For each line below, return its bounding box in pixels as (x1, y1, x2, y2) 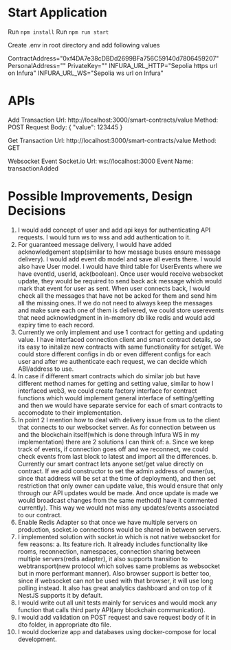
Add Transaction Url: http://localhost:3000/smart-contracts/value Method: (8, 116, 219, 124)
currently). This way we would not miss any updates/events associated (17, 503, 219, 512)
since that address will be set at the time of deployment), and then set (17, 474, 216, 482)
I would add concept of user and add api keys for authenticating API (17, 226, 211, 234)
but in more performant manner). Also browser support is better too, (17, 569, 212, 577)
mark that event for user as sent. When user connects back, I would (17, 284, 210, 292)
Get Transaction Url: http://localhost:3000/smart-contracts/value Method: (8, 136, 217, 144)
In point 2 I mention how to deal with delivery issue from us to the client (17, 415, 221, 424)
